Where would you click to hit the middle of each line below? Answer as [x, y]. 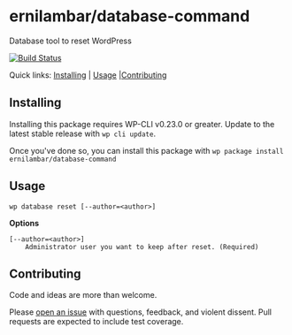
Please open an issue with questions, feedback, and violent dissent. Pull [141, 312]
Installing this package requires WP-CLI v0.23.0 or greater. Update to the [142, 124]
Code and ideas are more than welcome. [83, 295]
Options [24, 223]
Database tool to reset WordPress [71, 41]
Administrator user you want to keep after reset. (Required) [142, 247]
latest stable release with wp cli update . [83, 133]
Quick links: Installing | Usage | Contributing [88, 75]
